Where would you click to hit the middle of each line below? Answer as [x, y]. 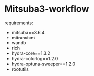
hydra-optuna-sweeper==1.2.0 [44, 64]
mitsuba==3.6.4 [28, 32]
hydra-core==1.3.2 [31, 53]
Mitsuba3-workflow [47, 9]
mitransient [23, 38]
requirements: [19, 23]
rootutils [20, 69]
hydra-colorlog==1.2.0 [35, 58]
